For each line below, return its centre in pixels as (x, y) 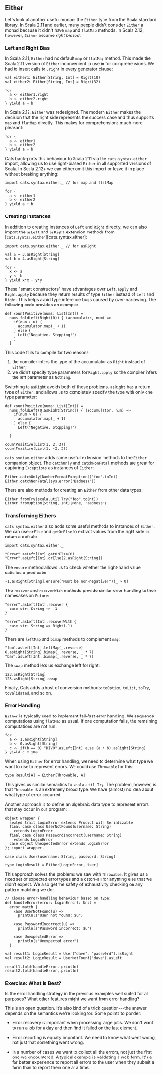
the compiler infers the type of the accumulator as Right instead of (78, 362)
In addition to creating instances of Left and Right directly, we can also (76, 227)
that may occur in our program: (36, 809)
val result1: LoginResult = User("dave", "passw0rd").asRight (69, 954)
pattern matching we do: (29, 889)
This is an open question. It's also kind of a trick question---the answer (76, 1008)
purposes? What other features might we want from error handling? (72, 999)
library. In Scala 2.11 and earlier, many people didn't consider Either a (74, 25)
